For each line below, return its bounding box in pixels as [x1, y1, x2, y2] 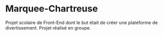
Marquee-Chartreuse [5, 3, 98, 14]
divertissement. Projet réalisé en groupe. [5, 24, 91, 30]
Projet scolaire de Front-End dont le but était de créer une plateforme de [5, 19, 158, 25]
